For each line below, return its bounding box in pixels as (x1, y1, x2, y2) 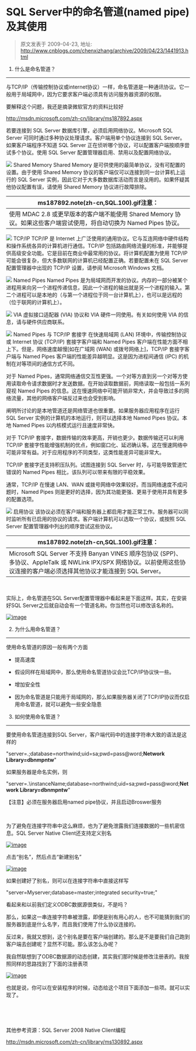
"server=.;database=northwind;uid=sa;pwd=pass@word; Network (6, 750, 165, 757)
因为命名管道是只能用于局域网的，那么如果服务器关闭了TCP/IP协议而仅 (14, 693, 185, 700)
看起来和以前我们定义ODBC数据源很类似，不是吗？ (6, 900, 128, 908)
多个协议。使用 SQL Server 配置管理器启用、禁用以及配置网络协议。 (10, 149, 175, 156)
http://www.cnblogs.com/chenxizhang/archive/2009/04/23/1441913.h (20, 47, 188, 54)
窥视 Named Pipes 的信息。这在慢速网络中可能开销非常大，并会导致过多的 (6, 387, 184, 394)
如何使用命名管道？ (14, 713, 61, 720)
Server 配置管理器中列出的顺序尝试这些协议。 (6, 523, 116, 530)
